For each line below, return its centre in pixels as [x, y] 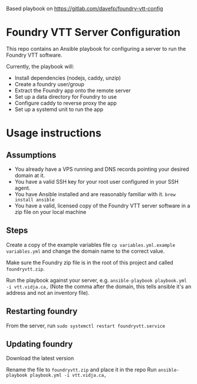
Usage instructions [54, 133]
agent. [22, 188]
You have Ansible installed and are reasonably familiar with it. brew [95, 194]
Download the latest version [40, 358]
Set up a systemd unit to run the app [59, 109]
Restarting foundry [42, 312]
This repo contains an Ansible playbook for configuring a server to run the [96, 48]
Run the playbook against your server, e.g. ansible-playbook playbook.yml [96, 280]
